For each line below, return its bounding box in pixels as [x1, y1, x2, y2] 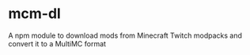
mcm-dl [8, 5, 61, 23]
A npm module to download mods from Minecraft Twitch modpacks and [8, 31, 243, 40]
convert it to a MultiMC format [8, 38, 107, 48]
